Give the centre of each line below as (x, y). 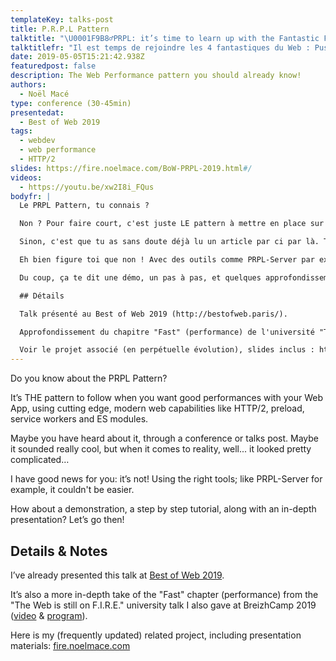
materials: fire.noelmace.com (70, 645)
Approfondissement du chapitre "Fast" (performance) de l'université (167, 332)
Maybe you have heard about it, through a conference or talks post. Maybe (165, 438)
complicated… (40, 460)
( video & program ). (49, 615)
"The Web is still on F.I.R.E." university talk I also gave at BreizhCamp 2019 (163, 605)
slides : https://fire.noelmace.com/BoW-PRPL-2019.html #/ (131, 168)
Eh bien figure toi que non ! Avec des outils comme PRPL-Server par (167, 260)
